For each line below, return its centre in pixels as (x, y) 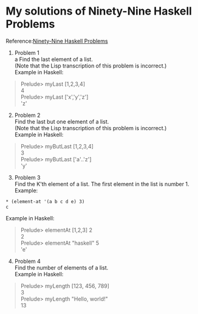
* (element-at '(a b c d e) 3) (45, 201)
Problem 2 (27, 115)
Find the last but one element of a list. (62, 121)
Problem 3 (27, 177)
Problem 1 (27, 52)
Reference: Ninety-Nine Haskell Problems (57, 41)
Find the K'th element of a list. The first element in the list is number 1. (102, 184)
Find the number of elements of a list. (61, 267)
